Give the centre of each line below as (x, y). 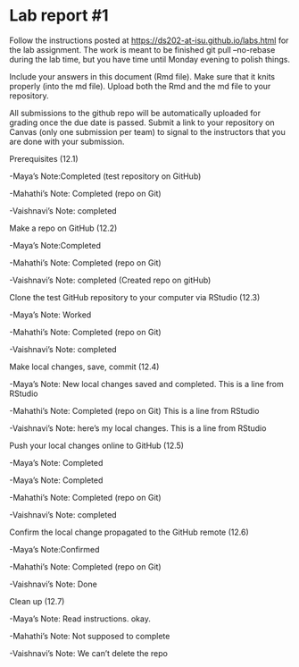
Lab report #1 (59, 16)
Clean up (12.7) (37, 601)
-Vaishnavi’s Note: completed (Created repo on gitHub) (110, 280)
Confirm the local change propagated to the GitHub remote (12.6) (129, 532)
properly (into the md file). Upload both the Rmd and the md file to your (140, 86)
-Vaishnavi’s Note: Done (54, 584)
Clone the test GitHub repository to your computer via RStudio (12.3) (135, 297)
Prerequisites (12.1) (44, 158)
